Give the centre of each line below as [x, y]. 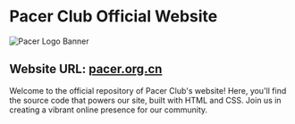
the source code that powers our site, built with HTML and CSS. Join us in [145, 100]
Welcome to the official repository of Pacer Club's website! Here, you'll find [148, 90]
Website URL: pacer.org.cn [86, 69]
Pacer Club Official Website [114, 17]
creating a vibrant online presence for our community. [109, 110]
